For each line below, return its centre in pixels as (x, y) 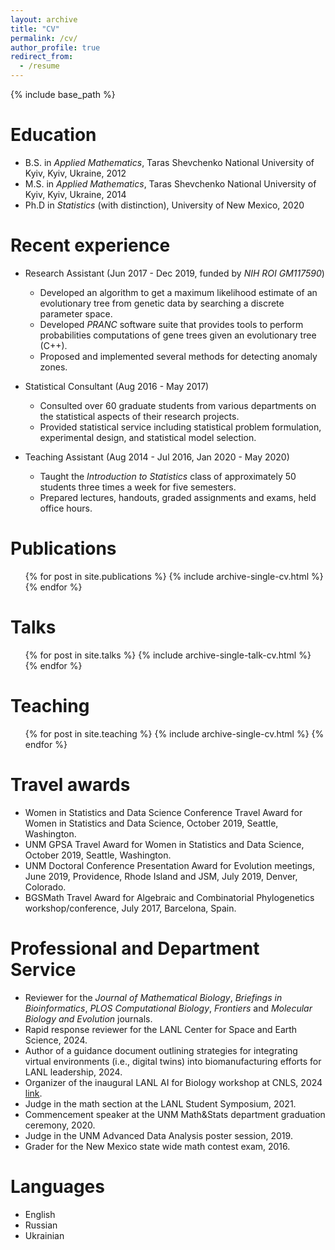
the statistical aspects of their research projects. (139, 416)
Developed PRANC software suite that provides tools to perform (171, 324)
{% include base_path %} (63, 94)
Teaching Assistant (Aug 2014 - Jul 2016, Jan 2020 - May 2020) (157, 457)
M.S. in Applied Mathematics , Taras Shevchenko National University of (170, 183)
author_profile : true (55, 47)
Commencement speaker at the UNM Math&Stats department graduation (175, 1114)
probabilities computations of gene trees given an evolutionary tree (178, 335)
